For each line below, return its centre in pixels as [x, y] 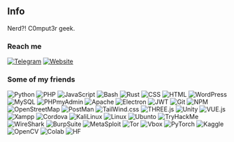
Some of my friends [41, 79]
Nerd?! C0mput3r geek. [41, 28]
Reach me [24, 46]
